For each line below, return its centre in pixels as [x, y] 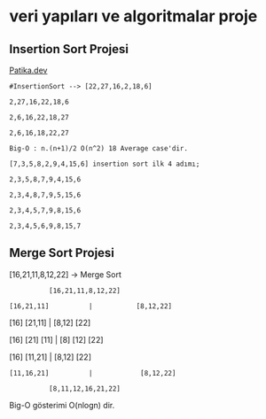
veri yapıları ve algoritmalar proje [133, 16]
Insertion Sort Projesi [69, 49]
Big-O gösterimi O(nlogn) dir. [62, 405]
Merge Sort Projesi [62, 253]
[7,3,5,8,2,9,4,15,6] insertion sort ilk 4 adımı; [105, 164]
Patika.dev [28, 70]
